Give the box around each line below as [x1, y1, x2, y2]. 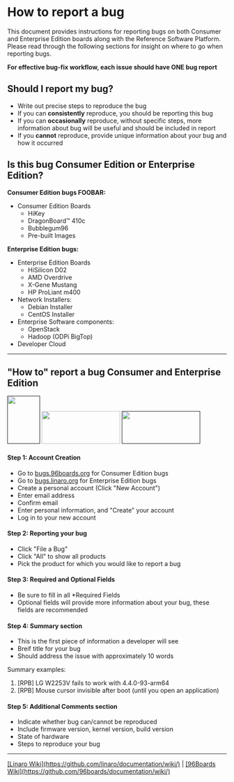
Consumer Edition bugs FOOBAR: [7, 188, 106, 196]
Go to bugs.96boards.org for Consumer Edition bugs [17, 469, 169, 477]
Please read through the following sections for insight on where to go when [7, 42, 223, 50]
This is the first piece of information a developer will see [17, 637, 179, 646]
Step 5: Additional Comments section [7, 702, 118, 710]
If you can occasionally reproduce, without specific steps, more [17, 116, 202, 125]
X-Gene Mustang [27, 280, 77, 289]
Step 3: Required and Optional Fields [7, 575, 116, 584]
